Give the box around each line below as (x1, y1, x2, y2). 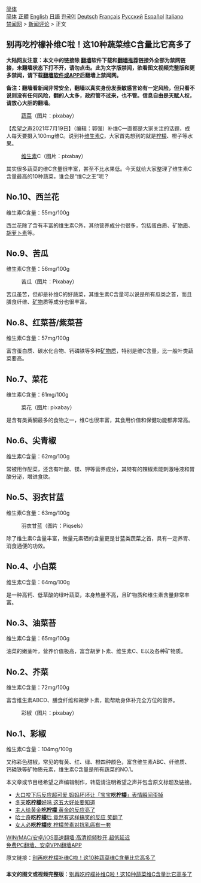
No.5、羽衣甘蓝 (6, 492, 64, 503)
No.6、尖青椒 (6, 436, 56, 446)
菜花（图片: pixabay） (21, 404, 75, 411)
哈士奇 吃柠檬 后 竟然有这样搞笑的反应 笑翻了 (14, 814, 123, 821)
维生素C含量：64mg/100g (6, 578, 70, 585)
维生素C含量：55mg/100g (6, 208, 70, 216)
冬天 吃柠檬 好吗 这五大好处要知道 (14, 799, 96, 806)
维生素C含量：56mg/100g (6, 265, 70, 273)
